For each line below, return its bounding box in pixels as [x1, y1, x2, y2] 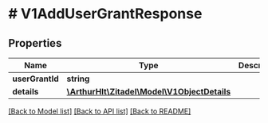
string [66, 73, 90, 84]
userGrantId [12, 73, 59, 84]
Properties [8, 37, 62, 50]
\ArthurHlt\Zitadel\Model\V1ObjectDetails [66, 86, 231, 97]
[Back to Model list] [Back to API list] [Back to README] [8, 106, 191, 116]
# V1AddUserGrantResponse [8, 5, 203, 23]
